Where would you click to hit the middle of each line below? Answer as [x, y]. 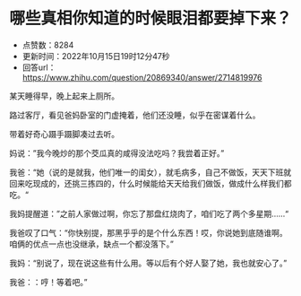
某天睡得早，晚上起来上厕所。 [64, 96]
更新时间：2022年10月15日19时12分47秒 [96, 56]
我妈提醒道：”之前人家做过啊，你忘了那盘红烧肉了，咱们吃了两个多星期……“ [149, 213]
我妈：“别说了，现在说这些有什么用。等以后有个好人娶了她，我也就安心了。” [148, 263]
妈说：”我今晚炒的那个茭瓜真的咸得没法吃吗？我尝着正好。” [117, 152]
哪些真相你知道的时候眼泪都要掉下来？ [151, 18]
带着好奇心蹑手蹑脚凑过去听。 [64, 134]
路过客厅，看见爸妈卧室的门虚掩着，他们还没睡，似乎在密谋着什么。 [135, 115]
